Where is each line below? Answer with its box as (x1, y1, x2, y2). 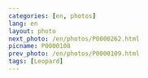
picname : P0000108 (8, 42, 71, 50)
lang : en (8, 19, 38, 28)
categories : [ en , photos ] (8, 11, 96, 20)
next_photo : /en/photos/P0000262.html (8, 34, 140, 43)
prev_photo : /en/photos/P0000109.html (8, 50, 140, 58)
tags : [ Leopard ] (8, 58, 63, 66)
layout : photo (8, 27, 57, 35)
